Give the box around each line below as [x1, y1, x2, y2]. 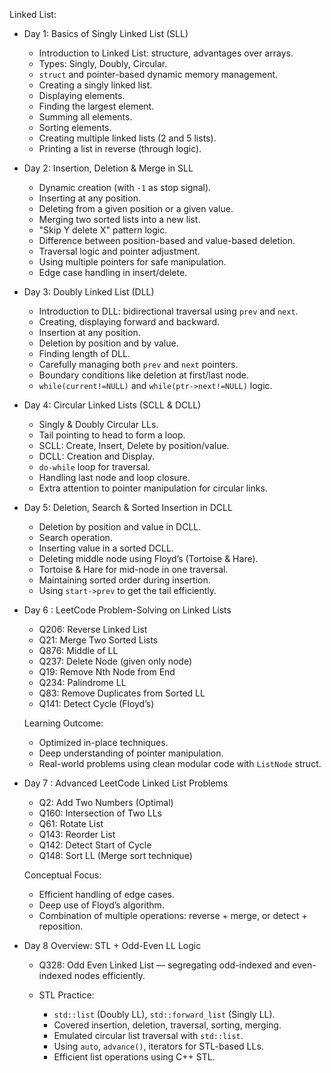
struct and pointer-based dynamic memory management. [38, 69, 279, 80]
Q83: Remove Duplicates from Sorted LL [38, 687, 206, 699]
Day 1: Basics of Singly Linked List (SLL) [23, 28, 189, 39]
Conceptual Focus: [23, 869, 102, 881]
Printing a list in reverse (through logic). [38, 143, 202, 154]
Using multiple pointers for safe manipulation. [38, 256, 227, 268]
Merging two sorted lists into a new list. [38, 214, 201, 225]
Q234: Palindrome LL [38, 677, 127, 688]
